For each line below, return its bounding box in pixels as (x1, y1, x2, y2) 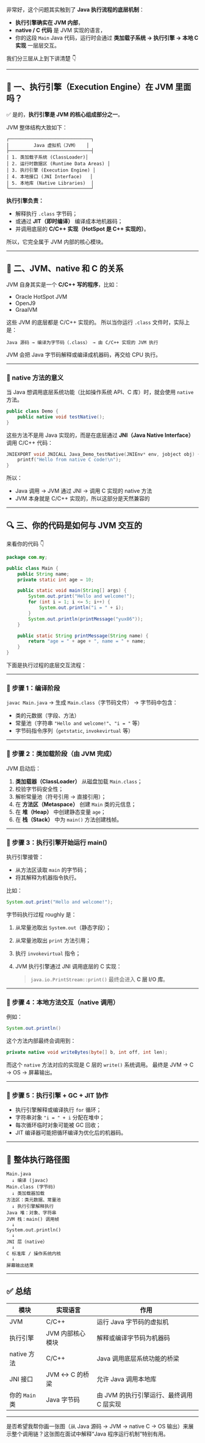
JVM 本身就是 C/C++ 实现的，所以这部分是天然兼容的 (15, 495, 150, 502)
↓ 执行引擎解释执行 (12, 1203, 54, 1210)
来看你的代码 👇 (6, 540, 45, 547)
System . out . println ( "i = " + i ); (38, 605, 124, 611)
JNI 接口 (9, 1375, 34, 1383)
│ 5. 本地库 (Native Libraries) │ (6, 180, 94, 186)
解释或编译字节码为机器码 (96, 1333, 170, 1342)
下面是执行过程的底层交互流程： (6, 661, 87, 669)
